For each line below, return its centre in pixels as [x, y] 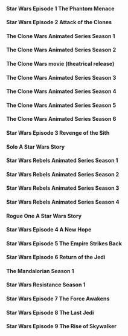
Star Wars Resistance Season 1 [46, 285]
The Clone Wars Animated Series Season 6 [61, 119]
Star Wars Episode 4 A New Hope [49, 230]
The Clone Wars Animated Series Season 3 [61, 77]
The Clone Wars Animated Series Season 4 [61, 91]
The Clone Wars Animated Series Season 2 [61, 50]
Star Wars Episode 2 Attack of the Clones [59, 22]
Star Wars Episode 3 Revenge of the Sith [58, 132]
